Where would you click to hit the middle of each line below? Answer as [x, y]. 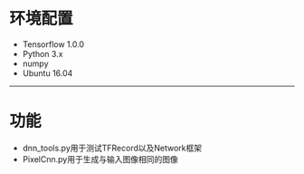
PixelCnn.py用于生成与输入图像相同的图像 [100, 159]
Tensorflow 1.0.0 [53, 44]
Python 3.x [43, 53]
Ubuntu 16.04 [47, 72]
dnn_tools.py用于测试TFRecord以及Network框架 [112, 148]
